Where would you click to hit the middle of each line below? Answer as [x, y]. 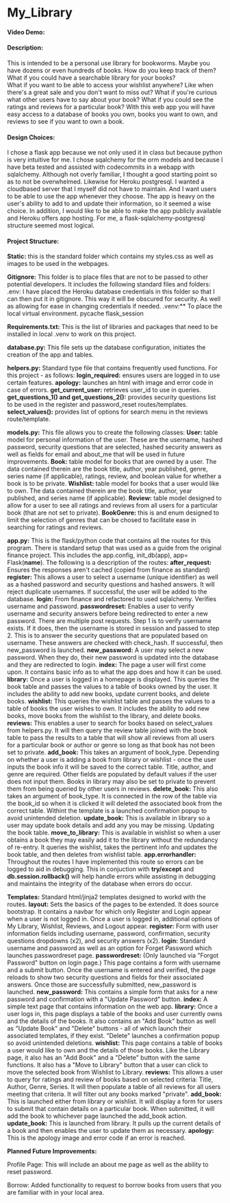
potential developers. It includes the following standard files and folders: [109, 284]
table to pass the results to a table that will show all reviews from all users [111, 738]
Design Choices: [31, 137]
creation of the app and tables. [50, 355]
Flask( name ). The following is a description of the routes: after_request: [110, 563]
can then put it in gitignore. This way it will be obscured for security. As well [114, 299]
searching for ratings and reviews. [55, 528]
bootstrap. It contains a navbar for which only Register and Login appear [109, 912]
